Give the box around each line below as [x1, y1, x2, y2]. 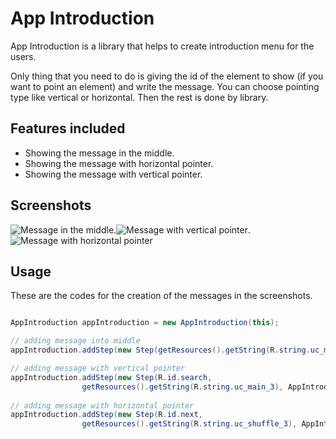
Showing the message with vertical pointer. [24, 168, 203, 180]
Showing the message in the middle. [24, 147, 175, 159]
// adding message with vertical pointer [10, 363, 186, 373]
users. [10, 50, 37, 62]
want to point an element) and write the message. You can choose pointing [10, 80, 320, 92]
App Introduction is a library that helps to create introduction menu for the [10, 40, 315, 52]
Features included [10, 120, 126, 137]
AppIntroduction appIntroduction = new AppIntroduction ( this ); [10, 318, 280, 328]
